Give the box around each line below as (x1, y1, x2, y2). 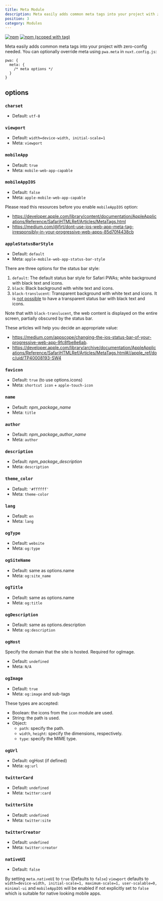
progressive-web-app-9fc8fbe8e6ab (12, 340, 86, 345)
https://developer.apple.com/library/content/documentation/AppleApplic (12, 213, 157, 219)
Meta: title (12, 409, 36, 415)
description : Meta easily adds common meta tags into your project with (5, 12, 155, 17)
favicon (5, 367, 23, 373)
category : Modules (5, 20, 42, 26)
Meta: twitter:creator (12, 844, 58, 850)
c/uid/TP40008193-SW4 (12, 355, 62, 361)
